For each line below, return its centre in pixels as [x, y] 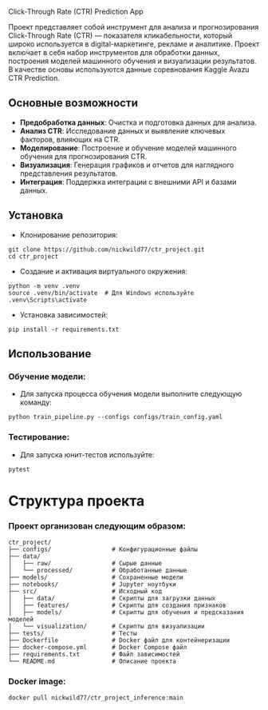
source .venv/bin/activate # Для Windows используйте [101, 293]
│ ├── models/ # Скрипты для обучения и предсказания [126, 612]
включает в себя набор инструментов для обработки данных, [114, 52]
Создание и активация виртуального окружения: [103, 271]
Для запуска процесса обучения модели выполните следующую [131, 394]
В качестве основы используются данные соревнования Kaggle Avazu [129, 70]
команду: [35, 402]
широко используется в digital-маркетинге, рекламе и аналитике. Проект [134, 44]
